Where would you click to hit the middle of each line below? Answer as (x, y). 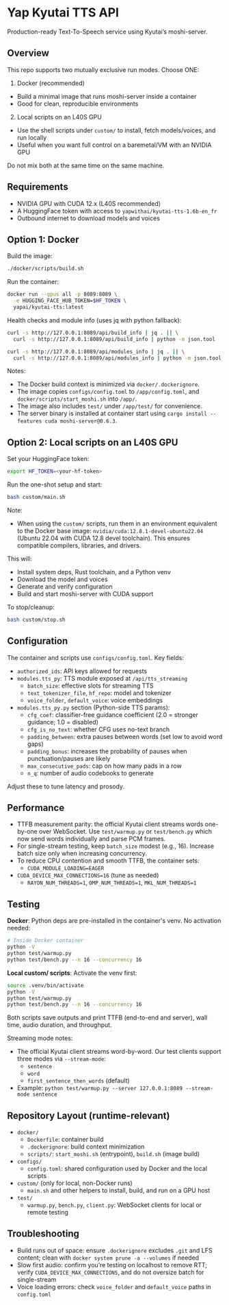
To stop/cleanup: (31, 607)
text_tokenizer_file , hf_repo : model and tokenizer (99, 693)
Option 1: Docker (43, 239)
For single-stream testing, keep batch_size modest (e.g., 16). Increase (115, 846)
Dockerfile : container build (65, 1140)
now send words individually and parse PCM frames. (91, 839)
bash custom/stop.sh (37, 620)
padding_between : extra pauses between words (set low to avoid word (125, 736)
